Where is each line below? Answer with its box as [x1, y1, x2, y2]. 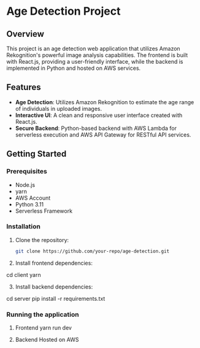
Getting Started [6, 149, 67, 159]
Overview [6, 29, 45, 39]
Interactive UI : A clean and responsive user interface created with [15, 112, 183, 119]
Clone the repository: [15, 236, 69, 243]
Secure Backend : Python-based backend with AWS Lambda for [15, 124, 177, 132]
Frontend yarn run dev [15, 323, 72, 331]
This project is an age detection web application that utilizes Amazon [6, 45, 180, 52]
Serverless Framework [15, 207, 72, 214]
